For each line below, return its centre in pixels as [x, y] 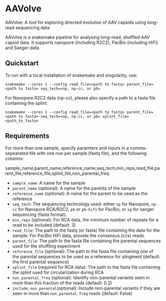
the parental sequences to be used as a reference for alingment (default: [86, 256]
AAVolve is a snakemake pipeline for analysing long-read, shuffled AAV [78, 37]
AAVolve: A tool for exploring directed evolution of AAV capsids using [76, 22]
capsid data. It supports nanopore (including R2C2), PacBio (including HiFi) [82, 42]
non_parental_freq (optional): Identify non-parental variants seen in [81, 277]
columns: [15, 158]
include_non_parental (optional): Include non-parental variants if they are [86, 288]
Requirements [27, 136]
